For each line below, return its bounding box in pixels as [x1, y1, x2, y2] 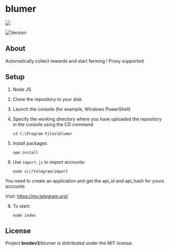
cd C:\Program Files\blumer [12, 131, 73, 136]
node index [12, 213, 36, 218]
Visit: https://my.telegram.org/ [5, 193, 68, 199]
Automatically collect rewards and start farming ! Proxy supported [5, 58, 144, 64]
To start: [12, 203, 31, 209]
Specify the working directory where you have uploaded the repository [12, 116, 162, 122]
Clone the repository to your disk [12, 96, 82, 102]
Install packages [12, 140, 47, 146]
